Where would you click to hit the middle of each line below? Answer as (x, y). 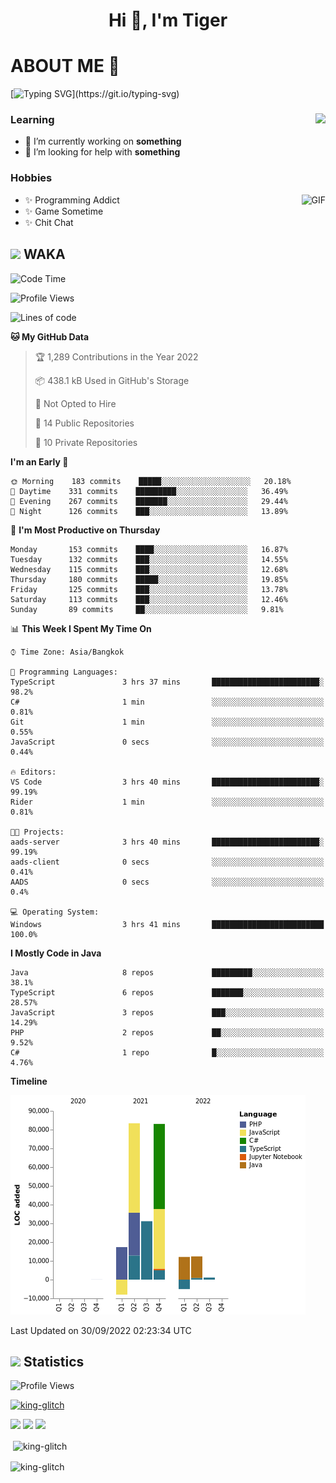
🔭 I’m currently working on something (103, 141)
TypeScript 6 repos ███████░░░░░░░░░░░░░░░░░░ (167, 992)
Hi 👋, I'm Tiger (168, 20)
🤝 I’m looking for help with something (102, 152)
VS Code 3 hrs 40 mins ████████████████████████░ (167, 782)
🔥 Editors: (33, 772)
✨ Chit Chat (49, 222)
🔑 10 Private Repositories (86, 442)
